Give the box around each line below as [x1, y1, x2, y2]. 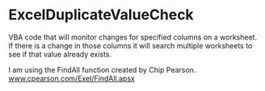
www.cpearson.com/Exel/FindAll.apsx [8, 73, 135, 83]
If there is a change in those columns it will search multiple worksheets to [8, 40, 253, 50]
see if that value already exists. [8, 49, 111, 59]
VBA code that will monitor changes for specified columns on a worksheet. [8, 32, 257, 42]
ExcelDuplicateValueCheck [8, 6, 194, 24]
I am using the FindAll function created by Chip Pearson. [8, 64, 196, 74]
